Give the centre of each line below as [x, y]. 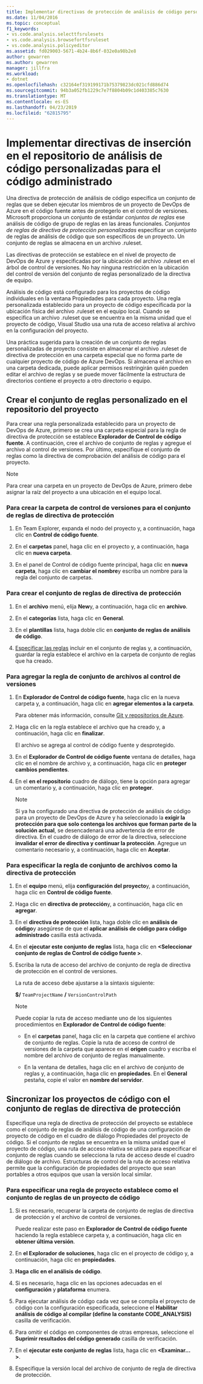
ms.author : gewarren [32, 62]
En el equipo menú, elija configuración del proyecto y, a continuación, [102, 886]
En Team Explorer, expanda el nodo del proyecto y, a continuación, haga [105, 529]
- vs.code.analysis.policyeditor [48, 46]
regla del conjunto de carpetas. [54, 578]
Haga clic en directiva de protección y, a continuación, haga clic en [99, 904]
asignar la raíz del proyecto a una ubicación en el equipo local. [84, 492]
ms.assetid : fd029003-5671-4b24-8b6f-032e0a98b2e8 [71, 51]
